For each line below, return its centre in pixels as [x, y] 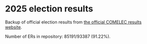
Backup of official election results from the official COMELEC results [73, 22]
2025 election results [49, 9]
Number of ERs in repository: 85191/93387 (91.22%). [58, 36]
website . [14, 27]
